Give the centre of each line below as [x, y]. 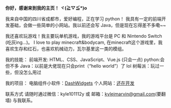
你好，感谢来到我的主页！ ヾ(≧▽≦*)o [46, 8]
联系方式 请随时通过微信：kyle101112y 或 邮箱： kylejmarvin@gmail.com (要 [83, 94]
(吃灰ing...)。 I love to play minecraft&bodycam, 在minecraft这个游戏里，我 [84, 42]
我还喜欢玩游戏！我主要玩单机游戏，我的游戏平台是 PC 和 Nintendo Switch [84, 36]
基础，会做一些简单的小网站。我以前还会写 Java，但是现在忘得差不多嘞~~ [88, 25]
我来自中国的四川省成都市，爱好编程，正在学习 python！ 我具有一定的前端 [83, 19]
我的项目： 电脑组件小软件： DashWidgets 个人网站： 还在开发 [70, 83]
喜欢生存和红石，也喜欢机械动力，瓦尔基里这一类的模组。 [66, 49]
